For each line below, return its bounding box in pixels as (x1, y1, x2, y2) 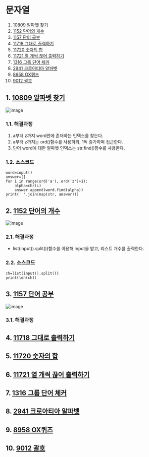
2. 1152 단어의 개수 (5, 206, 60, 215)
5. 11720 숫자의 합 (5, 352, 58, 360)
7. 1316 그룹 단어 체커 (5, 389, 67, 397)
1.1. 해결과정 (5, 120, 33, 127)
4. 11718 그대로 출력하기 (5, 333, 75, 342)
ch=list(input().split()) (5, 271, 59, 276)
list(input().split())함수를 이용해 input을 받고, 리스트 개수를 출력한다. (12, 246, 145, 252)
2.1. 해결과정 (5, 234, 34, 241)
